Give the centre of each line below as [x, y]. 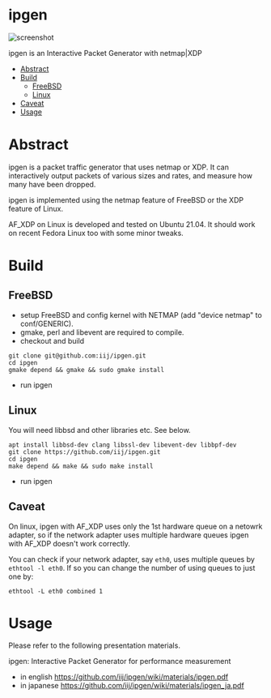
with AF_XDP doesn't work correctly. [70, 543]
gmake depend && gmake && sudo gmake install [86, 370]
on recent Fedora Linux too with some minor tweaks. [96, 233]
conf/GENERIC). [47, 323]
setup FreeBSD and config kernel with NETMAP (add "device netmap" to [141, 315]
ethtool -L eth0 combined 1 [56, 591]
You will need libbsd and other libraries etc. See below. [100, 430]
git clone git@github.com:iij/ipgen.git [78, 355]
